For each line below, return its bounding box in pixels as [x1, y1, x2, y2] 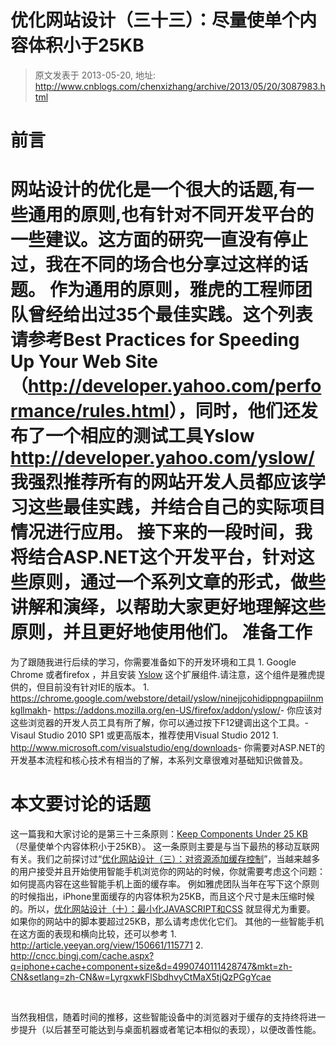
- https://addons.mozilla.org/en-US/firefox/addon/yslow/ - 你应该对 [46, 704, 323, 716]
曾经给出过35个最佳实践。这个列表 [28, 304, 313, 326]
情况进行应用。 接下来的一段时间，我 [10, 521, 313, 544]
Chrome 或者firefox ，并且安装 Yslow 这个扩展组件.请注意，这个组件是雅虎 [10, 669, 317, 681]
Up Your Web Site [10, 351, 159, 373]
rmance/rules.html [10, 400, 170, 423]
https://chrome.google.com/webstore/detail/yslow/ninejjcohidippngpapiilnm [10, 692, 324, 705]
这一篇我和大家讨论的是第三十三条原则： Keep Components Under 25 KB [10, 828, 308, 840]
